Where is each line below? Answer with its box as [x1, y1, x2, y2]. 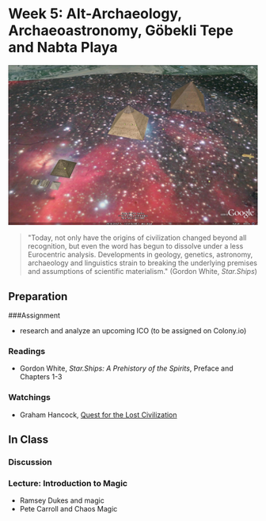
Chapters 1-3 [19, 372, 63, 382]
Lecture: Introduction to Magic [8, 477, 128, 489]
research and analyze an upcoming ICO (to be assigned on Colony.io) [19, 325, 247, 335]
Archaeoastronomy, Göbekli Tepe [8, 21, 234, 40]
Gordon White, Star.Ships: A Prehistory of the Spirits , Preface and [19, 363, 234, 373]
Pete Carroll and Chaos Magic [19, 504, 118, 514]
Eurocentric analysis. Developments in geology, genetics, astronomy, [27, 250, 253, 260]
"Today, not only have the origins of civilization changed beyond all [27, 233, 247, 242]
